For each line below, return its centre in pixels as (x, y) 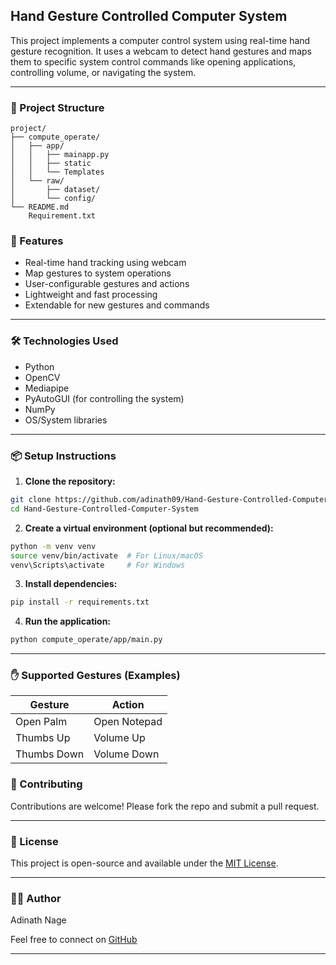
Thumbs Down (50, 754)
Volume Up (119, 738)
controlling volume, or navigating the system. (103, 72)
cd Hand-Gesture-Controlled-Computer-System (104, 509)
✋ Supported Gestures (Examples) (95, 676)
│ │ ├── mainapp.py (60, 155)
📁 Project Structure (57, 107)
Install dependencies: (71, 584)
